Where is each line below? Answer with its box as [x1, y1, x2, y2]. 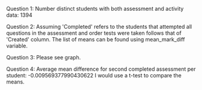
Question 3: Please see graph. [6, 54, 81, 61]
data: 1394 [6, 11, 32, 19]
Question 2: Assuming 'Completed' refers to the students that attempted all [6, 23, 192, 30]
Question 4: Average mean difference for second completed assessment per [6, 65, 196, 73]
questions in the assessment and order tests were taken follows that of [6, 29, 182, 37]
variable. [6, 42, 28, 49]
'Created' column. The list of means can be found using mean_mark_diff [6, 36, 185, 43]
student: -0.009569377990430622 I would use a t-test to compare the [6, 72, 182, 79]
